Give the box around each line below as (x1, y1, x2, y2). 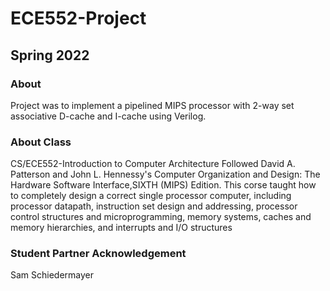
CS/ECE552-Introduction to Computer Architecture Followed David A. (10, 158, 296, 170)
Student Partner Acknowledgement (10, 247, 187, 261)
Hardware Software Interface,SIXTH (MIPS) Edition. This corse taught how (10, 179, 317, 191)
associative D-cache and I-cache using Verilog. (10, 110, 207, 122)
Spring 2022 (10, 47, 90, 64)
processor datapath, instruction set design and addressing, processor (10, 200, 298, 212)
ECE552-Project (10, 7, 147, 30)
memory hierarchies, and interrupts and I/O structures (10, 222, 233, 234)
